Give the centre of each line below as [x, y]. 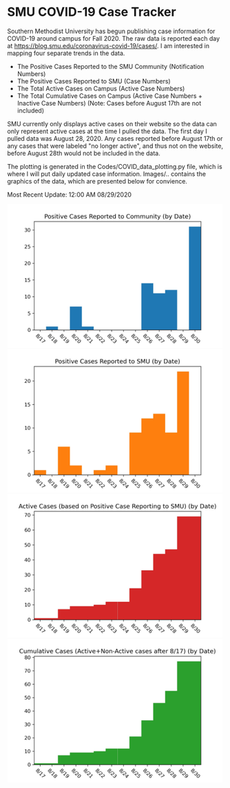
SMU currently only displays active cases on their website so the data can [112, 124]
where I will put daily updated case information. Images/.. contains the [107, 174]
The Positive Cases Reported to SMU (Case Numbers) [94, 81]
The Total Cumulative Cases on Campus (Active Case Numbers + [110, 96]
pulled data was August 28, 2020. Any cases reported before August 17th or [115, 138]
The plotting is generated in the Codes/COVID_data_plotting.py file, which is [115, 166]
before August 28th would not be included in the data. [84, 153]
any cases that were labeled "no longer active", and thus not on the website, [115, 146]
